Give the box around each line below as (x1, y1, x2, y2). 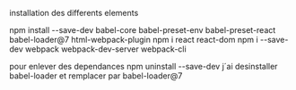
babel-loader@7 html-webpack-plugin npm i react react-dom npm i (9, 35, 258, 45)
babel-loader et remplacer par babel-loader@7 (9, 70, 183, 81)
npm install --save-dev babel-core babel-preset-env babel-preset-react (9, 25, 276, 35)
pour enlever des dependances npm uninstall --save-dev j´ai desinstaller (9, 61, 278, 71)
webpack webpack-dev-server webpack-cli (25, 44, 187, 54)
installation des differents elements (9, 8, 139, 18)
